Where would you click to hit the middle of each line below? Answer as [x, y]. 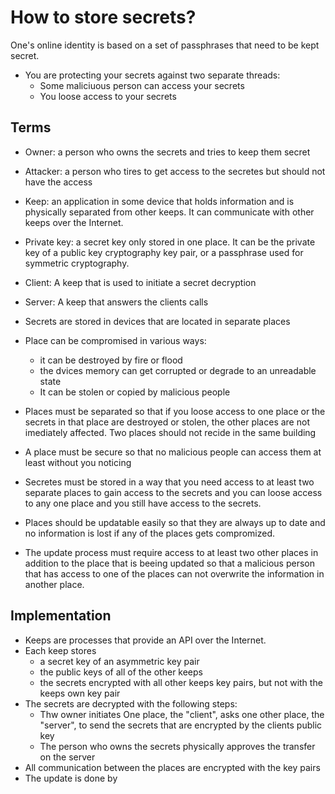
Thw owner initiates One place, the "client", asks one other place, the [182, 714]
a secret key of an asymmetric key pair [119, 661]
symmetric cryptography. [77, 263]
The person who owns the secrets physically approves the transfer [177, 746]
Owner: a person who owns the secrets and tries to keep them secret [167, 152]
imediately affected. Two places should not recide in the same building [170, 432]
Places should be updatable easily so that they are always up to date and [175, 522]
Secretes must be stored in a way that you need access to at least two [169, 482]
